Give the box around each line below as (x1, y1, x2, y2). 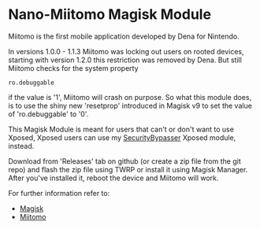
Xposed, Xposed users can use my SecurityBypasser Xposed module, (8, 132, 236, 142)
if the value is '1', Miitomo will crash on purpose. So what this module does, (8, 92, 252, 102)
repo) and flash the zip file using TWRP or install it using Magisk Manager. (8, 164, 248, 174)
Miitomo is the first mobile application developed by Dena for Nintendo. (8, 31, 240, 41)
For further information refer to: (8, 188, 110, 198)
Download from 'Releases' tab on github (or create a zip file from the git (8, 156, 242, 166)
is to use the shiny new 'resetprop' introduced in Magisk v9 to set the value (8, 101, 252, 110)
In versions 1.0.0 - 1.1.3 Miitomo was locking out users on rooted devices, (8, 46, 244, 56)
